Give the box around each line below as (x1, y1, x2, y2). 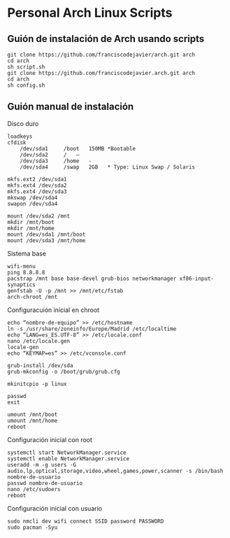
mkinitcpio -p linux (7, 380, 68, 388)
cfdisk (7, 139, 27, 146)
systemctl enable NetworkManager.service (7, 455, 130, 462)
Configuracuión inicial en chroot (7, 306, 100, 314)
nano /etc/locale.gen (7, 337, 71, 344)
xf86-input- (179, 275, 215, 282)
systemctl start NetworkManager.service (7, 449, 127, 456)
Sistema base (7, 249, 47, 257)
